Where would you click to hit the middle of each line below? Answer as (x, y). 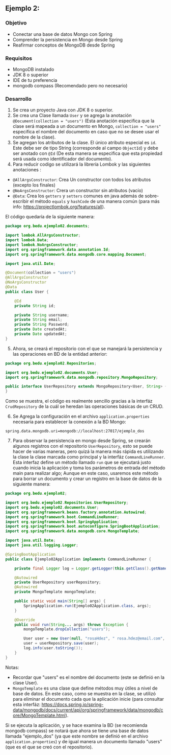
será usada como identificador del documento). (63, 159)
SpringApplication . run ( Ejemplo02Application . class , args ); (88, 606)
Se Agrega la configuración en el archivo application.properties (81, 417)
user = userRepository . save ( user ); (61, 644)
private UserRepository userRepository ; (58, 582)
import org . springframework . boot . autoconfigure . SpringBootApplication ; (83, 527)
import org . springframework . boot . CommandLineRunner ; (62, 517)
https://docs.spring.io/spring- (73, 704)
